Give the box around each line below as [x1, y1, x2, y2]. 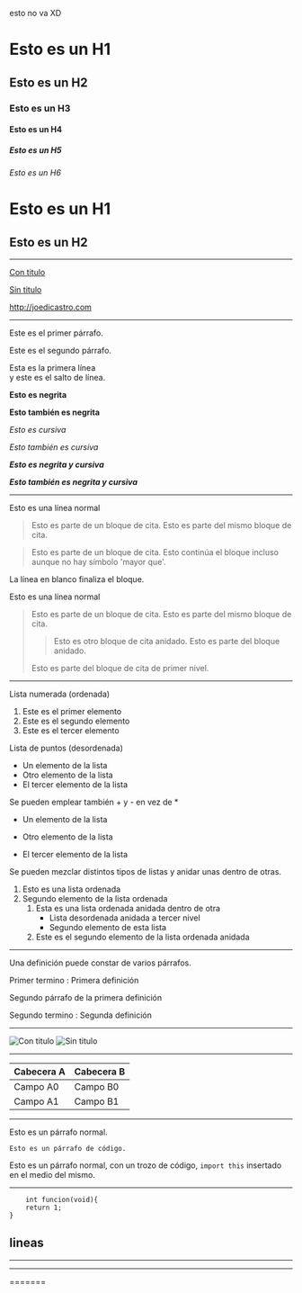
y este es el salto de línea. [9, 373, 106, 383]
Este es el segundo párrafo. [9, 346, 112, 356]
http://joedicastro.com [9, 301, 93, 313]
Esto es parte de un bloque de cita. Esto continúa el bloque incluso [31, 547, 279, 558]
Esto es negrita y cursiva [9, 459, 105, 471]
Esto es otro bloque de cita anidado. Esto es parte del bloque [53, 636, 280, 647]
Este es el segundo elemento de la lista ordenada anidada [35, 931, 250, 943]
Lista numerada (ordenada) [9, 688, 111, 700]
